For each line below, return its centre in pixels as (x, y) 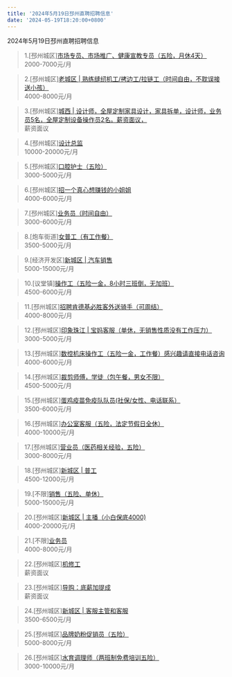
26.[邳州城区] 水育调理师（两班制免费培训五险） (91, 657)
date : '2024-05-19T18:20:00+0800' (57, 20)
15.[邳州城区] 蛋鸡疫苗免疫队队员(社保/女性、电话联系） (102, 400)
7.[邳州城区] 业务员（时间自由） (68, 213)
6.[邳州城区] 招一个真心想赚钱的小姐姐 (78, 190)
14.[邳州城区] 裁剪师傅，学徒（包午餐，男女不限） (94, 377)
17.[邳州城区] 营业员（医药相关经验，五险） (84, 447)
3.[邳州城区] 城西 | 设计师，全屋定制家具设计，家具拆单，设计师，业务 (123, 111)
